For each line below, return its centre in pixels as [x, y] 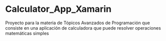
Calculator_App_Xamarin [58, 9]
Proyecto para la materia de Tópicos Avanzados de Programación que [77, 23]
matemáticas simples [27, 33]
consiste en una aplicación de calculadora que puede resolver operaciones [83, 28]
